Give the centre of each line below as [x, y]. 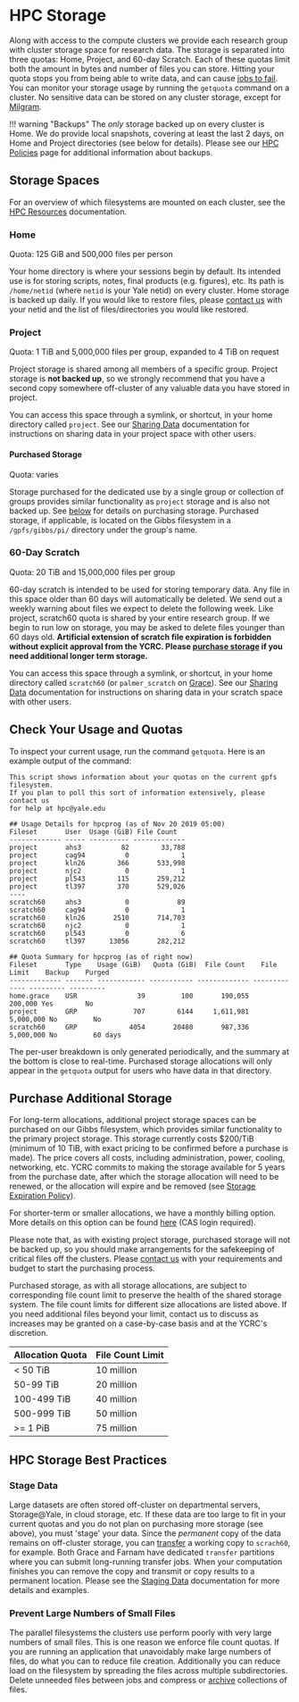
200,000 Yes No [51, 1004]
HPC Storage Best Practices [88, 1460]
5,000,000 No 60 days [66, 1035]
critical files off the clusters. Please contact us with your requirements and [146, 1259]
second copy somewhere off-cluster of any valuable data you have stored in [149, 388]
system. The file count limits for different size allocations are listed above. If [148, 1305]
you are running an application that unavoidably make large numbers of [141, 1652]
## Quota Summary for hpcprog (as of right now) [101, 956]
